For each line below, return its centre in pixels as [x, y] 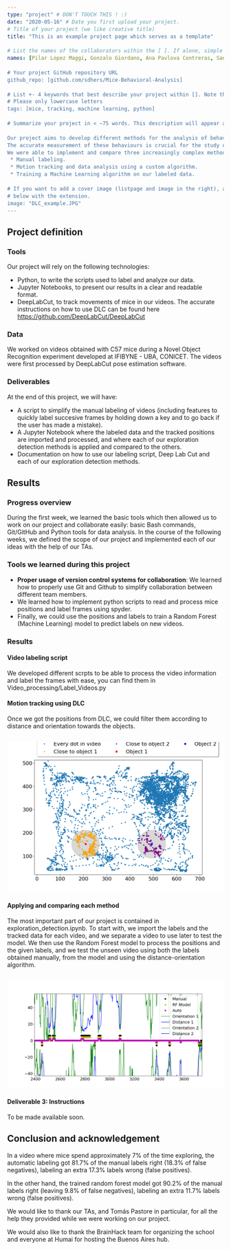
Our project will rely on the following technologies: [78, 267]
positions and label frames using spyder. [74, 608]
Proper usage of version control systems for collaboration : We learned [119, 580]
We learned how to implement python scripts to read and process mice [118, 602]
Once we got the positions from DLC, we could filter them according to [107, 719]
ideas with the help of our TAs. [51, 547]
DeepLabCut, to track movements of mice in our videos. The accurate [116, 302]
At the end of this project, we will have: [62, 396]
